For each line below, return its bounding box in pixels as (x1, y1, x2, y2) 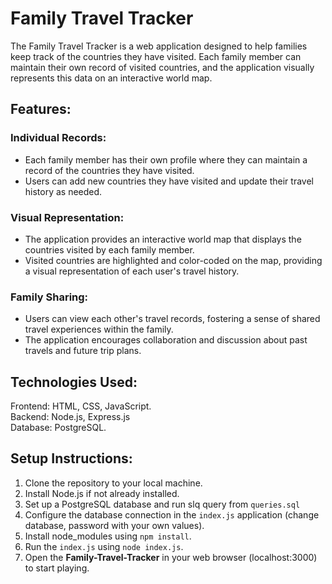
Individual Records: (10, 131, 107, 145)
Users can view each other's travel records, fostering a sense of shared (24, 313, 321, 325)
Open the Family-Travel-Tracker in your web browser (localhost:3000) (24, 551, 318, 563)
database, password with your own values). (24, 519, 205, 531)
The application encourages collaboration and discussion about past (24, 334, 308, 346)
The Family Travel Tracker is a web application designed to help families (10, 40, 308, 52)
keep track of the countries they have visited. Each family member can (10, 50, 302, 62)
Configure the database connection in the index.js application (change (24, 508, 320, 521)
